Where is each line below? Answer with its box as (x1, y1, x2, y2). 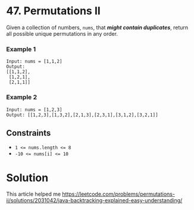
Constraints (6, 128, 51, 138)
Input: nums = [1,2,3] (6, 106, 62, 112)
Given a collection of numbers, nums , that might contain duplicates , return (6, 24, 189, 31)
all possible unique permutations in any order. (6, 30, 118, 37)
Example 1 (6, 45, 36, 53)
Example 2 (6, 93, 37, 102)
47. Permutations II (6, 4, 101, 18)
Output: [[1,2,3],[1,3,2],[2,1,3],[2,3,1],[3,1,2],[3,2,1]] (6, 112, 159, 118)
